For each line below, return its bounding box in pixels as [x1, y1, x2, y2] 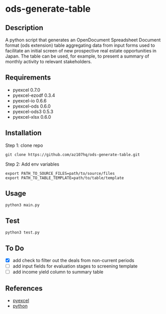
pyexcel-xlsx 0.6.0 [12, 114, 51, 120]
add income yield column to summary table [12, 269, 103, 275]
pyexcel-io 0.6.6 [12, 97, 47, 103]
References [5, 284, 43, 293]
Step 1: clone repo [5, 142, 43, 148]
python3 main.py [5, 202, 40, 208]
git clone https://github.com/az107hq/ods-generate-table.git [5, 152, 140, 157]
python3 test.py [5, 230, 40, 235]
